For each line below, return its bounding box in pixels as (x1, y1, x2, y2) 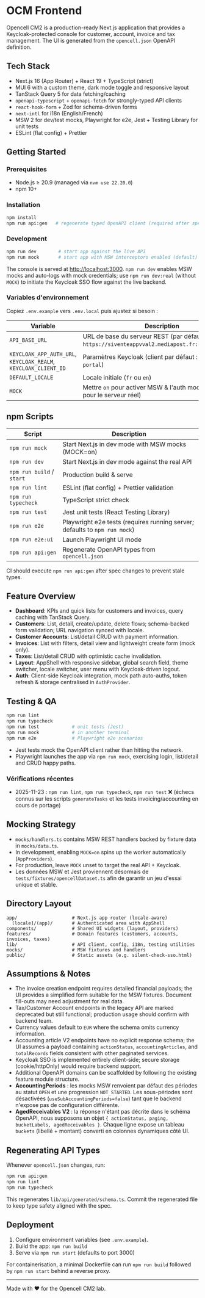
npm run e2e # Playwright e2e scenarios (6, 735, 143, 741)
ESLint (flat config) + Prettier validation (62, 483, 174, 492)
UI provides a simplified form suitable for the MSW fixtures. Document (15, 991, 192, 998)
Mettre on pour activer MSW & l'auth (82, 383, 186, 391)
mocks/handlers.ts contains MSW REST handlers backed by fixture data (15, 835, 196, 843)
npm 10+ (15, 186, 38, 193)
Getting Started (6, 147, 67, 157)
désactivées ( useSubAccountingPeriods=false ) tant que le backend (15, 1095, 182, 1102)
